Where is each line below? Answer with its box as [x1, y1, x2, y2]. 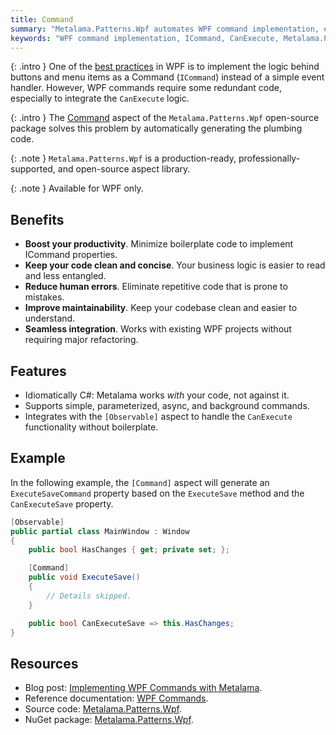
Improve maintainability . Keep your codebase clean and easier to [24, 302, 298, 314]
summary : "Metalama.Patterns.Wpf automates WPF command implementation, [10, 24, 320, 34]
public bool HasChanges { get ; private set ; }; [28, 545, 230, 555]
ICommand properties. [24, 249, 118, 261]
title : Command [10, 14, 74, 25]
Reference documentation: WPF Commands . [24, 692, 209, 705]
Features [10, 362, 67, 380]
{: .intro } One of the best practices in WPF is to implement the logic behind [10, 61, 320, 73]
